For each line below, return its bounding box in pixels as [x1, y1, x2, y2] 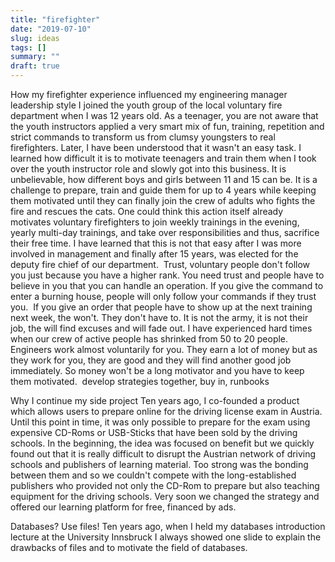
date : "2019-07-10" [10, 24, 92, 34]
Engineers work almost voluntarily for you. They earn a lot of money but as [10, 344, 318, 355]
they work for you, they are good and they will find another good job [10, 354, 292, 366]
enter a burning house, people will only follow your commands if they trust [10, 291, 317, 302]
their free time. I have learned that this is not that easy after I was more [10, 237, 302, 249]
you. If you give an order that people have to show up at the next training [10, 301, 313, 313]
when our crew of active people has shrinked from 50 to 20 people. [10, 333, 289, 345]
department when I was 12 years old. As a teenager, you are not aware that [10, 110, 319, 121]
